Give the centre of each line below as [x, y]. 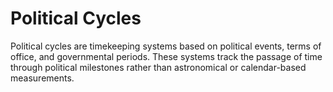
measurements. [42, 78]
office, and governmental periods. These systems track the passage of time [166, 56]
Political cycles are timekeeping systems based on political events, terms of [166, 46]
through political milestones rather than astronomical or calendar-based [158, 67]
